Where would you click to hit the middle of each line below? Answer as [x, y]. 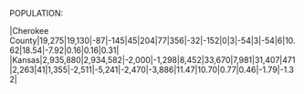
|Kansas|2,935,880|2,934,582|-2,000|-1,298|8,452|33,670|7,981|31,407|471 [152, 60]
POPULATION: [37, 13]
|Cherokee [29, 31]
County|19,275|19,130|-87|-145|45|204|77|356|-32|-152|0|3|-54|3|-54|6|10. [152, 41]
